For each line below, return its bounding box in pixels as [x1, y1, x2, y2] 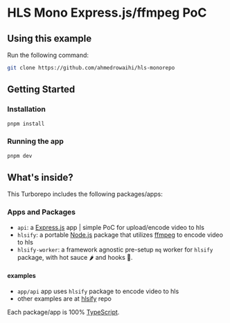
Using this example [7, 33, 92, 44]
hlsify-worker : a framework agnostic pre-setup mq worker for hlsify [17, 245, 213, 254]
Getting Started [7, 83, 76, 95]
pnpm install [7, 120, 45, 127]
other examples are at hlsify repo [17, 294, 112, 303]
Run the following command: [7, 51, 89, 59]
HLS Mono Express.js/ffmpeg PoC [7, 5, 207, 21]
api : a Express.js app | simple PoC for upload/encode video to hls [17, 223, 204, 231]
